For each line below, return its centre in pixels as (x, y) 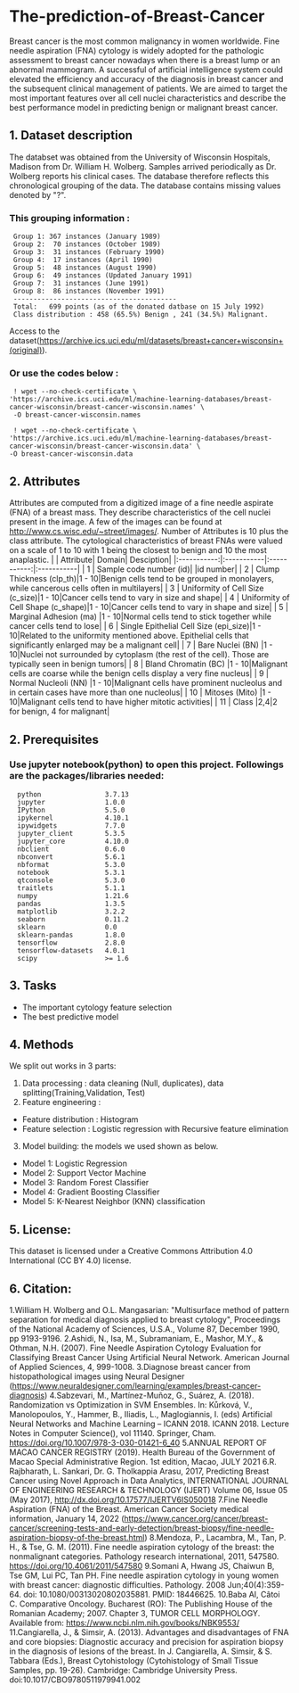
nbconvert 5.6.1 (71, 857)
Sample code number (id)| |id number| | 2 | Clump (188, 569)
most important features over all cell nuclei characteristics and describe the (148, 98)
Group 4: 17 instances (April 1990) (83, 260)
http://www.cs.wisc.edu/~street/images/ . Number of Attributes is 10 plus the (149, 532)
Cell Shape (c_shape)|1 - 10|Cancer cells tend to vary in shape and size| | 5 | (149, 607)
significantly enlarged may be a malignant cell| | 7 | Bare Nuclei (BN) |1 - (141, 645)
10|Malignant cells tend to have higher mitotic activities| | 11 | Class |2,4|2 (143, 702)
